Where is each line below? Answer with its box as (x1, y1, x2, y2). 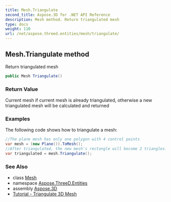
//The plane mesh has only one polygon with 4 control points (5, 137, 140, 142)
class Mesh (12, 174, 37, 181)
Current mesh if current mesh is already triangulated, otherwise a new (5, 97, 153, 103)
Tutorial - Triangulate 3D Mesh (12, 191, 77, 197)
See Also (5, 163, 28, 170)
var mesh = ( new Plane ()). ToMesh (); (5, 141, 83, 147)
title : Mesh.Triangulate (5, 7, 58, 13)
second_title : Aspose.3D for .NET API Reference (5, 12, 110, 17)
